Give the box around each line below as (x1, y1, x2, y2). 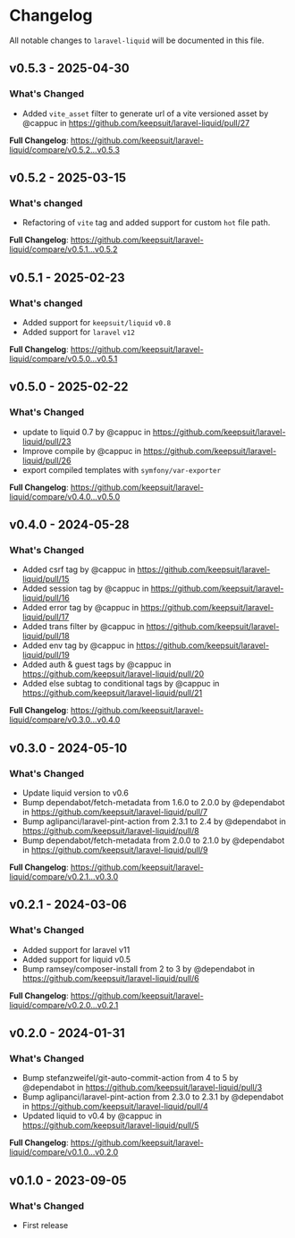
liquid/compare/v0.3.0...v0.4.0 (9, 714, 121, 725)
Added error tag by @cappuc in (21, 602, 139, 613)
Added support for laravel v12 (21, 327, 136, 337)
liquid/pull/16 (21, 593, 70, 603)
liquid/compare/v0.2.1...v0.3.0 (9, 872, 119, 882)
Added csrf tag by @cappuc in (21, 564, 136, 575)
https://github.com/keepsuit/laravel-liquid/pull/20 (21, 669, 205, 679)
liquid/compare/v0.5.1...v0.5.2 (9, 244, 118, 255)
